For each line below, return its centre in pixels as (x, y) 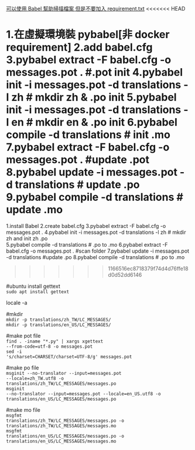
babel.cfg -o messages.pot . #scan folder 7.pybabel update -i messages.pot (97, 251)
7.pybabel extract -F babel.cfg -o (88, 147)
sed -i (14, 351)
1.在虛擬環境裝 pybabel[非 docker (88, 35)
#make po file (23, 367)
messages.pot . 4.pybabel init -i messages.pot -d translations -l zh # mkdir (96, 232)
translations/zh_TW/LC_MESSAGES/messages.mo (61, 426)
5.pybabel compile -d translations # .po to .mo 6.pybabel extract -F (87, 244)
